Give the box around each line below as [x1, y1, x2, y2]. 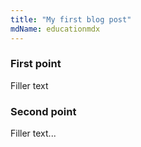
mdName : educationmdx [10, 24, 101, 34]
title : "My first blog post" [10, 14, 132, 25]
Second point [10, 104, 77, 118]
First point [10, 57, 62, 71]
